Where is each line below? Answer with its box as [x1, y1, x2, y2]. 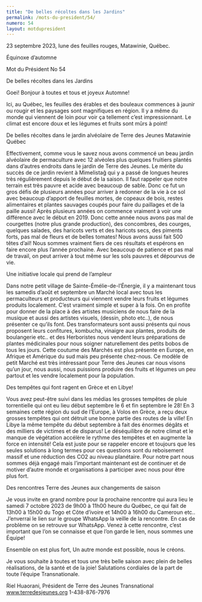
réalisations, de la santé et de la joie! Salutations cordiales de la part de [6, 564, 183, 571]
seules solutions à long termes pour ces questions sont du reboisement [6, 447, 184, 454]
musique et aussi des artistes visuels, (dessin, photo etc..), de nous [6, 315, 174, 322]
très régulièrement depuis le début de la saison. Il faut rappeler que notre [6, 176, 188, 183]
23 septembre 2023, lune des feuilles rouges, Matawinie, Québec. [6, 42, 171, 50]
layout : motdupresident [6, 25, 66, 32]
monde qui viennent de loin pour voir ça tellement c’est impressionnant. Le [6, 114, 192, 121]
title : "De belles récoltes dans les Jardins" [6, 8, 125, 15]
